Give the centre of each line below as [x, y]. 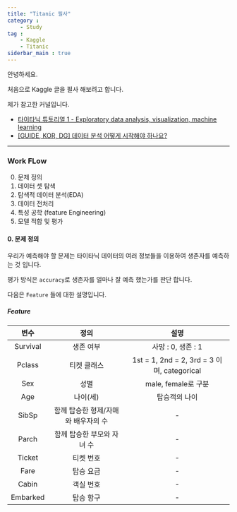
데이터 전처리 [36, 204]
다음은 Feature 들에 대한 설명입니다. [57, 294]
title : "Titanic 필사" [39, 14]
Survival [28, 347]
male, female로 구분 [177, 384]
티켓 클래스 [87, 366]
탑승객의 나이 [177, 398]
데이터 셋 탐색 [36, 186]
